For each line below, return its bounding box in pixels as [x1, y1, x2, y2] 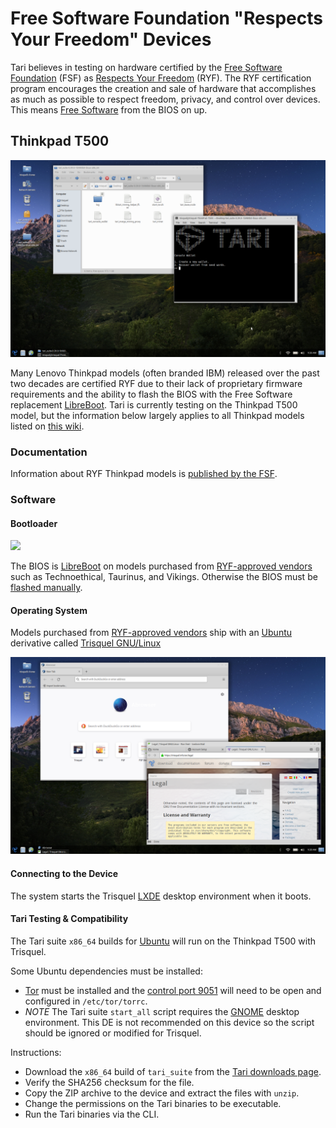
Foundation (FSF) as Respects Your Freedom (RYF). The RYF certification [10, 72, 312, 84]
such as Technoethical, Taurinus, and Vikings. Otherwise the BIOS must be [10, 571, 318, 583]
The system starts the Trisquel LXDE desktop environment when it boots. [10, 890, 312, 902]
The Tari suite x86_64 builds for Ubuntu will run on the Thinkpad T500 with [10, 935, 317, 947]
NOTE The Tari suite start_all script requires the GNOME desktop [24, 1005, 300, 1017]
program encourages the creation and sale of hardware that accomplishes [10, 82, 317, 94]
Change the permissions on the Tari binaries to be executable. [24, 1097, 282, 1109]
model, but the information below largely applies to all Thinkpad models [10, 409, 305, 421]
